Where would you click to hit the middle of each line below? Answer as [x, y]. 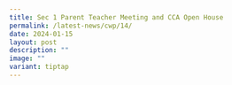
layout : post [33, 42]
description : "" [39, 50]
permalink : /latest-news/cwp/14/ [71, 26]
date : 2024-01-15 [41, 34]
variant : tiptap [39, 67]
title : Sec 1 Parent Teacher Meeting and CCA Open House [116, 17]
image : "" [27, 58]
